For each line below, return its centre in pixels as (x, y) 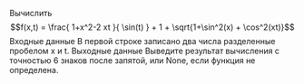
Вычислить (31, 13)
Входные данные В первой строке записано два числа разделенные (142, 41)
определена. (34, 70)
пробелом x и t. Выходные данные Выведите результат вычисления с (144, 51)
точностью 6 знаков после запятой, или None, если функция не (132, 61)
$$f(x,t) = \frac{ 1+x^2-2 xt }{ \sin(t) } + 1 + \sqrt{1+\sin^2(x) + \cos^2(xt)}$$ (152, 27)
